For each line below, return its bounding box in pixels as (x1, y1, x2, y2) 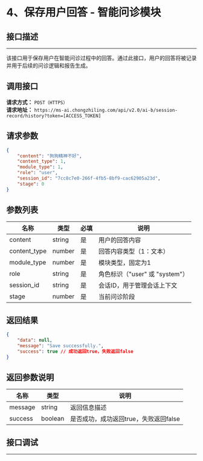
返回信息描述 (70, 404, 107, 412)
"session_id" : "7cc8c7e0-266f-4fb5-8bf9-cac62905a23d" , (17, 175, 161, 181)
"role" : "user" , (17, 170, 59, 176)
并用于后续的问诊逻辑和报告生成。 (6, 62, 91, 69)
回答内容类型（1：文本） (98, 247, 169, 256)
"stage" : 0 (17, 181, 45, 187)
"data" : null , (17, 337, 53, 344)
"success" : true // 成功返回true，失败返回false (17, 348, 134, 355)
